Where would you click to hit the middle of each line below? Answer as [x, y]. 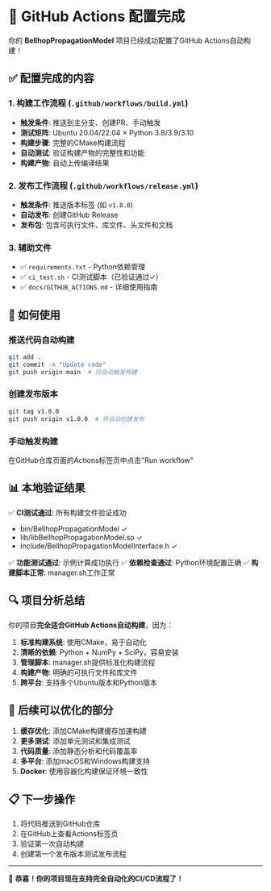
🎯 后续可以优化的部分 [61, 710]
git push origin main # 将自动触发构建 [73, 372]
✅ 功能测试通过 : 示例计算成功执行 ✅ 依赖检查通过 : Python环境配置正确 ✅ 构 [133, 562]
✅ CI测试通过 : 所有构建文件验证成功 [68, 512]
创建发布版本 [33, 394]
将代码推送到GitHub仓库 [60, 824]
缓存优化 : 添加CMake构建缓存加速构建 [83, 731]
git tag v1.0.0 [34, 411]
